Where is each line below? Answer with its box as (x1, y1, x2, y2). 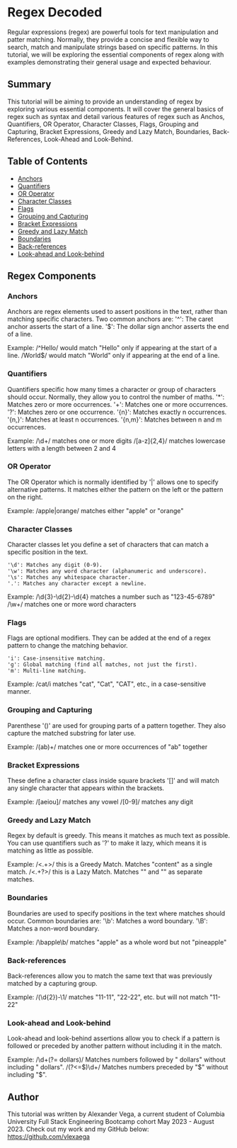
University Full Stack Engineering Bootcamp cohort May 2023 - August (7, 1118, 214, 1126)
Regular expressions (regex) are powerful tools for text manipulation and (7, 28, 219, 36)
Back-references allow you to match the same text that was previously (7, 972, 212, 980)
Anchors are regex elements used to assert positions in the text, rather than (7, 308, 228, 316)
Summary (7, 79, 52, 91)
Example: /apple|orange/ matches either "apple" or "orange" (7, 506, 184, 514)
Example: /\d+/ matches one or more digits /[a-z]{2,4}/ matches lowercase (7, 437, 226, 445)
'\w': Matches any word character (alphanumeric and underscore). (7, 568, 207, 575)
